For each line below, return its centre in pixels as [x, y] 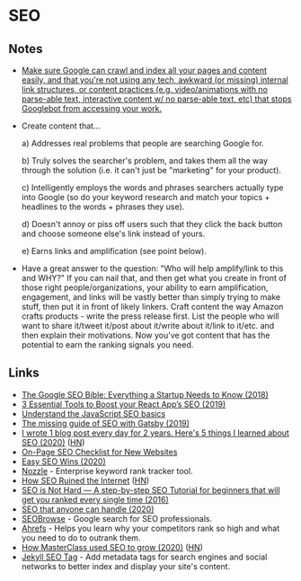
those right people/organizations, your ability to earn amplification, [145, 287]
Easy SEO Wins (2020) [64, 461]
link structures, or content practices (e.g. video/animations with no [145, 89]
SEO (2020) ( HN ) [53, 442]
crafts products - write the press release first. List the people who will [150, 316]
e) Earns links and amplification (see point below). [114, 251]
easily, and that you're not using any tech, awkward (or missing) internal [155, 80]
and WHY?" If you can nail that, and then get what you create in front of [154, 278]
